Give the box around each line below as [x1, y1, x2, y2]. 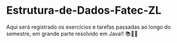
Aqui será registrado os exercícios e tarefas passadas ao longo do [6, 23, 171, 30]
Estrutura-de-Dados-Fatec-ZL [6, 4, 162, 17]
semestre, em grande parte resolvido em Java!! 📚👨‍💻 [6, 30, 138, 37]
